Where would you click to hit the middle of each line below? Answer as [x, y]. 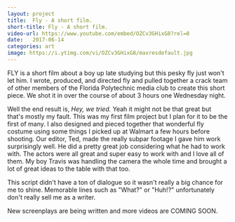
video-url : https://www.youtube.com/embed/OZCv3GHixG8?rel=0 [99, 33]
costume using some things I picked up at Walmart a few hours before [109, 131]
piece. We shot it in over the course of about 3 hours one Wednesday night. [116, 95]
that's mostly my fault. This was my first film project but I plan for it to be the [117, 116]
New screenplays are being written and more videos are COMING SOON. [113, 211]
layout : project [31, 14]
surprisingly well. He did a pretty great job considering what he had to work [116, 146]
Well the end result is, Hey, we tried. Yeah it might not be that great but [109, 109]
